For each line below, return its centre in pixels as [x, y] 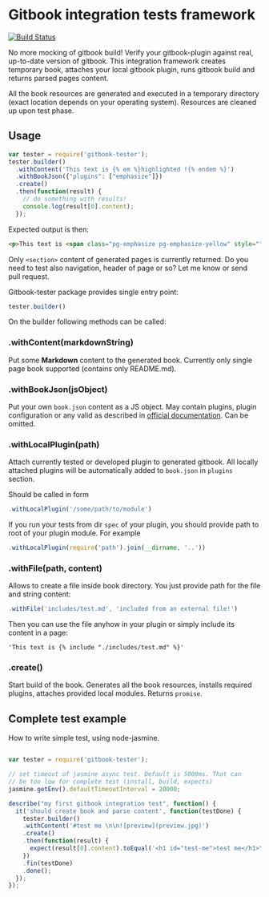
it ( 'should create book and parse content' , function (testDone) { [128, 811]
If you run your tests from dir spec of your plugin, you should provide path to [134, 525]
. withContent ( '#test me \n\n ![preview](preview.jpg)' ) [116, 826]
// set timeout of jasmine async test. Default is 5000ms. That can [125, 774]
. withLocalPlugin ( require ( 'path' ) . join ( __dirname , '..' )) [107, 548]
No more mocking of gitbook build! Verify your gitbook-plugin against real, [131, 52]
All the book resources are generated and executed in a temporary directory [134, 93]
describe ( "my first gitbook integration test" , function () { [112, 803]
